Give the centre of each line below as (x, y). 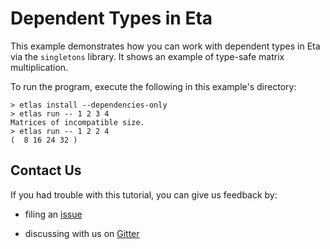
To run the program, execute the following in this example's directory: (153, 86)
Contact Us (46, 170)
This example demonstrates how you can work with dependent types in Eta (165, 46)
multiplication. (39, 67)
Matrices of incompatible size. (77, 122)
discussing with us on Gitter (82, 233)
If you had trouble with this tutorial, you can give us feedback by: (144, 194)
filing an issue (53, 214)
